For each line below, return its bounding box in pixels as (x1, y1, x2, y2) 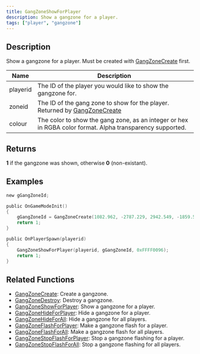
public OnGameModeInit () (6, 203, 68, 209)
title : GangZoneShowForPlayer (6, 8, 82, 15)
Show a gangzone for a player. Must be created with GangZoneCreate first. (6, 58, 190, 65)
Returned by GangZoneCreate (37, 106, 122, 115)
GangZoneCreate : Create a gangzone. (14, 290, 109, 297)
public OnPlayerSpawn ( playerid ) (6, 236, 86, 242)
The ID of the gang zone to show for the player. (37, 99, 170, 107)
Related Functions (6, 274, 75, 284)
